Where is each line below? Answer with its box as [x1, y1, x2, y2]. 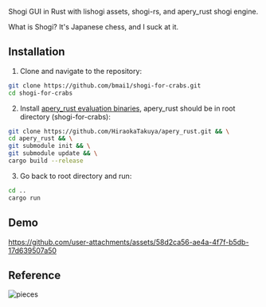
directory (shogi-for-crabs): [19, 111, 111, 122]
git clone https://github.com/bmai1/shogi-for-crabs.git [8, 81, 201, 90]
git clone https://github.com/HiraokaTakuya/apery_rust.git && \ [8, 127, 229, 135]
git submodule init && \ [8, 142, 91, 150]
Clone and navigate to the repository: [19, 66, 142, 76]
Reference [8, 268, 61, 282]
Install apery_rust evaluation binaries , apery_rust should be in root [19, 103, 236, 113]
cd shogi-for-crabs [8, 89, 73, 97]
